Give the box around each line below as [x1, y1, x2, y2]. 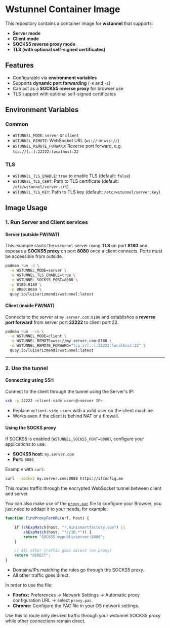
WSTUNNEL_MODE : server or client [12, 132, 79, 138]
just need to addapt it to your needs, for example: [5, 506, 108, 512]
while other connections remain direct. [5, 618, 86, 624]
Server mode [12, 30, 41, 36]
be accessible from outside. [5, 253, 63, 259]
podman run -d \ [5, 263, 39, 269]
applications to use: [5, 441, 47, 447]
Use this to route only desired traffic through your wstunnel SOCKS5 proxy [5, 613, 161, 619]
